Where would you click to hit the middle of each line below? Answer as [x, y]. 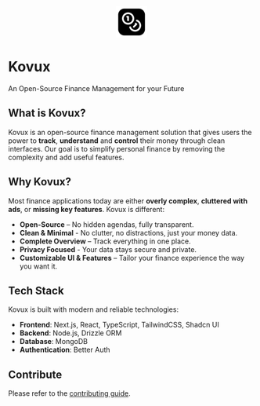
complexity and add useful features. [66, 157]
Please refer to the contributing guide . [69, 393]
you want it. [38, 266]
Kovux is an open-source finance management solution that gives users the [130, 132]
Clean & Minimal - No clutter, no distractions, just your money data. [128, 232]
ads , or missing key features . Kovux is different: [87, 209]
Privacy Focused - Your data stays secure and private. [108, 249]
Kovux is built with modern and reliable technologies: [93, 309]
